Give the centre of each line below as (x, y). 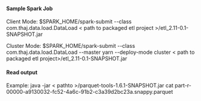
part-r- (183, 85)
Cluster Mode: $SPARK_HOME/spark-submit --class (71, 46)
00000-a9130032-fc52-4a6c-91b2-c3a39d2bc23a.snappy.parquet (90, 92)
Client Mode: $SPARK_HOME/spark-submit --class (69, 22)
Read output (22, 72)
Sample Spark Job (29, 8)
